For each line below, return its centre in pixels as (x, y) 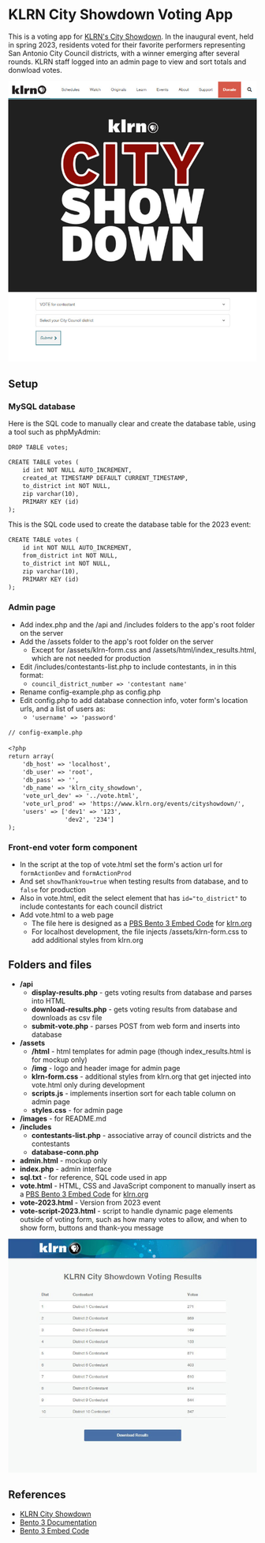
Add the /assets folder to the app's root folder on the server (117, 641)
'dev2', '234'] (89, 819)
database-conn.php (65, 1152)
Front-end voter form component (73, 847)
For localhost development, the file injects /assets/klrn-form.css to (139, 932)
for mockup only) (60, 1059)
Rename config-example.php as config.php (90, 692)
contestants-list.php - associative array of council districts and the (142, 1135)
